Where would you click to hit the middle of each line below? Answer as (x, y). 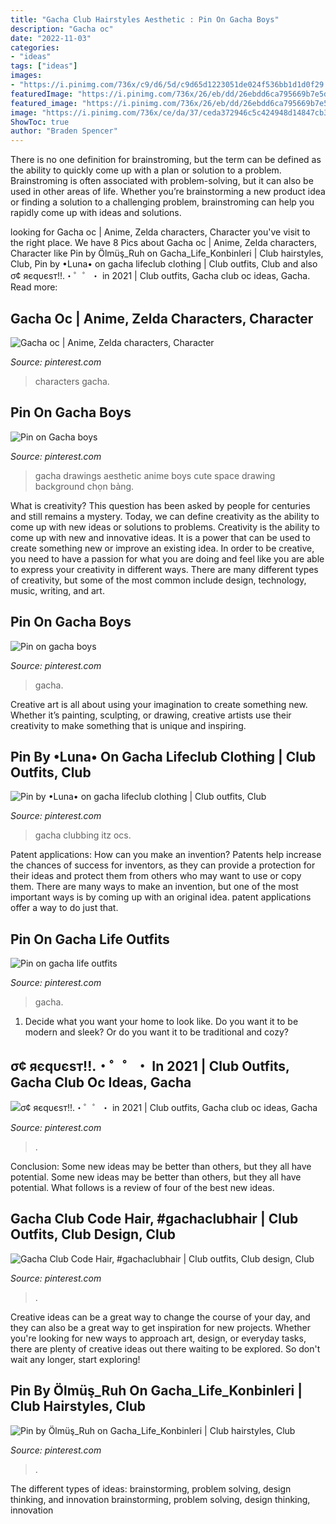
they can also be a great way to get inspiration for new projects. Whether (161, 1327)
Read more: (34, 287)
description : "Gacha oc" (62, 29)
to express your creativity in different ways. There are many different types (164, 569)
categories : (35, 47)
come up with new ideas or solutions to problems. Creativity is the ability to (165, 527)
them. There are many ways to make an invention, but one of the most (154, 887)
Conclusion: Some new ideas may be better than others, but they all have (161, 1166)
